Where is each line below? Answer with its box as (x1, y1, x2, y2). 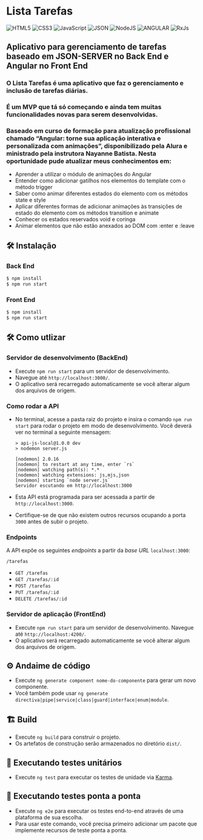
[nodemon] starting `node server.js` (15, 477, 111, 483)
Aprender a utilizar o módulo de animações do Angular (15, 171, 152, 178)
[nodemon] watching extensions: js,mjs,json (15, 472, 130, 478)
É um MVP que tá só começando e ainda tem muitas (6, 103, 162, 112)
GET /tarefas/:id (15, 577, 59, 583)
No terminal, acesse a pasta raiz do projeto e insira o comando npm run (15, 415, 193, 422)
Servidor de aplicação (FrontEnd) (6, 610, 106, 619)
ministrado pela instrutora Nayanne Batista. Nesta (6, 150, 156, 158)
